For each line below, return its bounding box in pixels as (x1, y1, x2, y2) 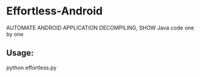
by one (6, 30, 24, 37)
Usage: (6, 48, 35, 58)
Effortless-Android (6, 4, 103, 18)
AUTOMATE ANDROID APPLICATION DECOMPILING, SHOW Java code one (6, 24, 195, 31)
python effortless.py (6, 64, 57, 71)
